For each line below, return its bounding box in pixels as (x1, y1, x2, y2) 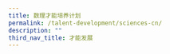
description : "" (8, 26, 62, 34)
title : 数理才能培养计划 (8, 11, 81, 20)
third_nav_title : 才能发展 (8, 33, 93, 42)
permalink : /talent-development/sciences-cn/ (8, 19, 162, 27)
